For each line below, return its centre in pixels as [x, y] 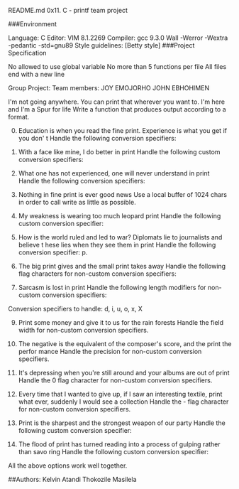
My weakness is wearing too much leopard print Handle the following [119, 216]
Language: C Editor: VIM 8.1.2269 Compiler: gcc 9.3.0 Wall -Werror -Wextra [118, 38]
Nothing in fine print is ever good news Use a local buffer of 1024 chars [123, 194]
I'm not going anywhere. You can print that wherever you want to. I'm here [117, 102]
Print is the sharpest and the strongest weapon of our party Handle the [122, 423]
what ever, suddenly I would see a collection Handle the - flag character [123, 402]
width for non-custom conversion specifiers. [83, 330]
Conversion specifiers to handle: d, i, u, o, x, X [75, 309]
